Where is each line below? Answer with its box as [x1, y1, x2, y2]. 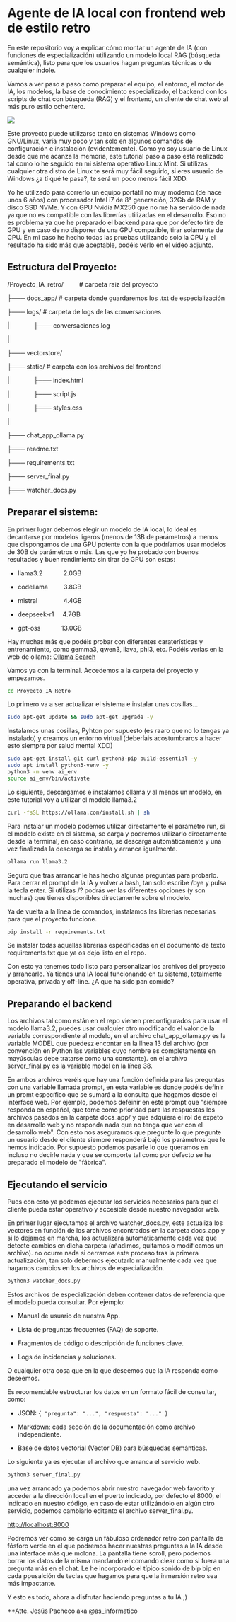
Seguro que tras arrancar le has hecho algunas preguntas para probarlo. [7, 870, 219, 879]
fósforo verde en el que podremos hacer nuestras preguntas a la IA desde [7, 1541, 223, 1550]
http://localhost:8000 [7, 1520, 69, 1529]
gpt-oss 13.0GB [17, 623, 83, 632]
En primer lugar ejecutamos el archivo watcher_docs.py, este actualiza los [7, 1219, 223, 1227]
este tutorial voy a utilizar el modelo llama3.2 [7, 795, 138, 804]
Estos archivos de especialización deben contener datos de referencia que [7, 1290, 225, 1299]
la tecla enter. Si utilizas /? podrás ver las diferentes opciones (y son [7, 886, 206, 895]
